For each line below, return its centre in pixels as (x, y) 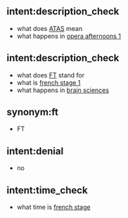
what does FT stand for (51, 75)
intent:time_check (47, 190)
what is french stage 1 (49, 82)
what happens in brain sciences (63, 90)
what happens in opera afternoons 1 (69, 36)
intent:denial (35, 151)
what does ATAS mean (49, 28)
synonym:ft (33, 112)
